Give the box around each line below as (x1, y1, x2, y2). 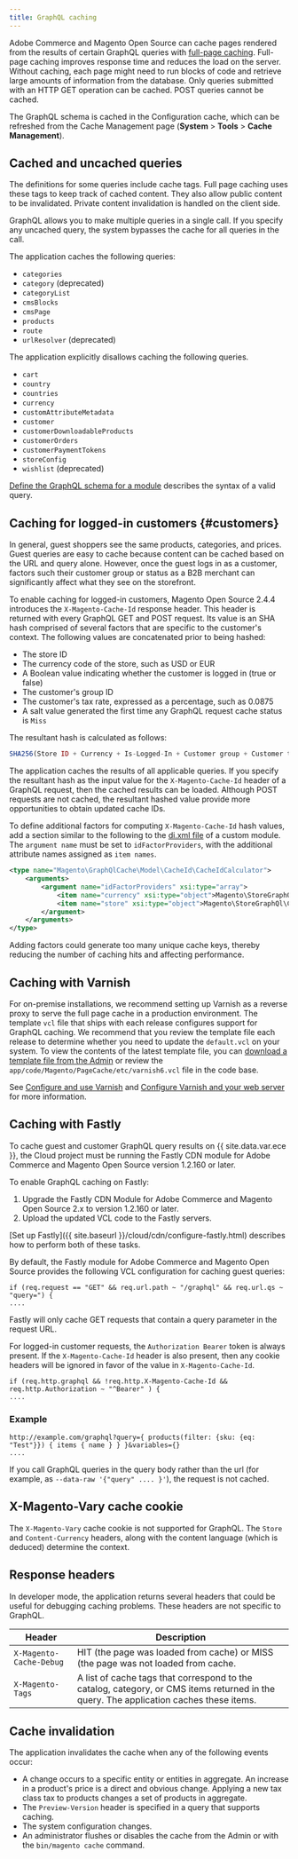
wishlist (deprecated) (21, 463, 105, 474)
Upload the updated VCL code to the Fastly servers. (21, 1213, 213, 1223)
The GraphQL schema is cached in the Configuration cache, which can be (9, 111, 280, 122)
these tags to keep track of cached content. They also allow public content (9, 188, 283, 200)
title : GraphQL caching (9, 12, 98, 22)
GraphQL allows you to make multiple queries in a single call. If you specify (9, 215, 284, 226)
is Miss (21, 716, 47, 726)
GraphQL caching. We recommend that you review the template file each (9, 1026, 276, 1037)
